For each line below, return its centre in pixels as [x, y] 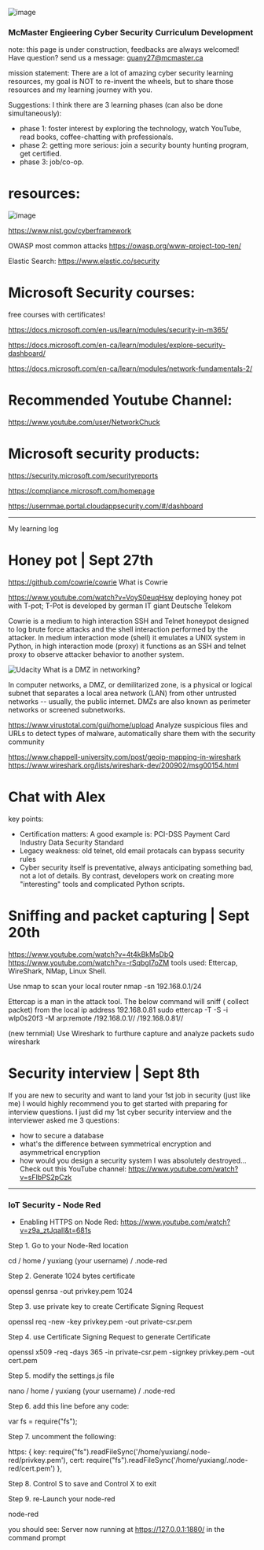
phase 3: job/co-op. [51, 162]
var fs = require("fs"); [43, 1421]
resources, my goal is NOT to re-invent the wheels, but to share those [121, 82]
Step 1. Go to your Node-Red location [68, 1246]
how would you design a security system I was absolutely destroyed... [133, 1160]
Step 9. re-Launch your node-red [62, 1499]
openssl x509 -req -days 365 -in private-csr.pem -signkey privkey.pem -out [131, 1352]
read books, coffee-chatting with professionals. [97, 137]
